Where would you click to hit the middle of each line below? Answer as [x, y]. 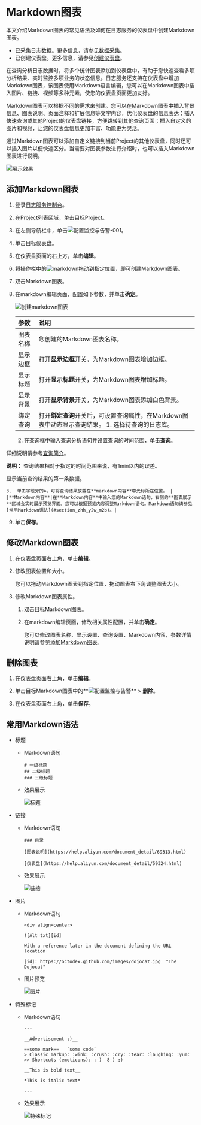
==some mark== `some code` [60, 1050]
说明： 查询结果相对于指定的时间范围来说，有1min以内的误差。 [83, 465]
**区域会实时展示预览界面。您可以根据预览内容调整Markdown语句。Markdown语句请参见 [99, 504]
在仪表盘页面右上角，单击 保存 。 [54, 704]
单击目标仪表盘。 [36, 243]
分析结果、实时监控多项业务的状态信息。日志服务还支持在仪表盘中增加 [93, 78]
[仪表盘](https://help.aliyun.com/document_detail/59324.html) [103, 864]
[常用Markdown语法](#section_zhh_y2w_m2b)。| [62, 510]
